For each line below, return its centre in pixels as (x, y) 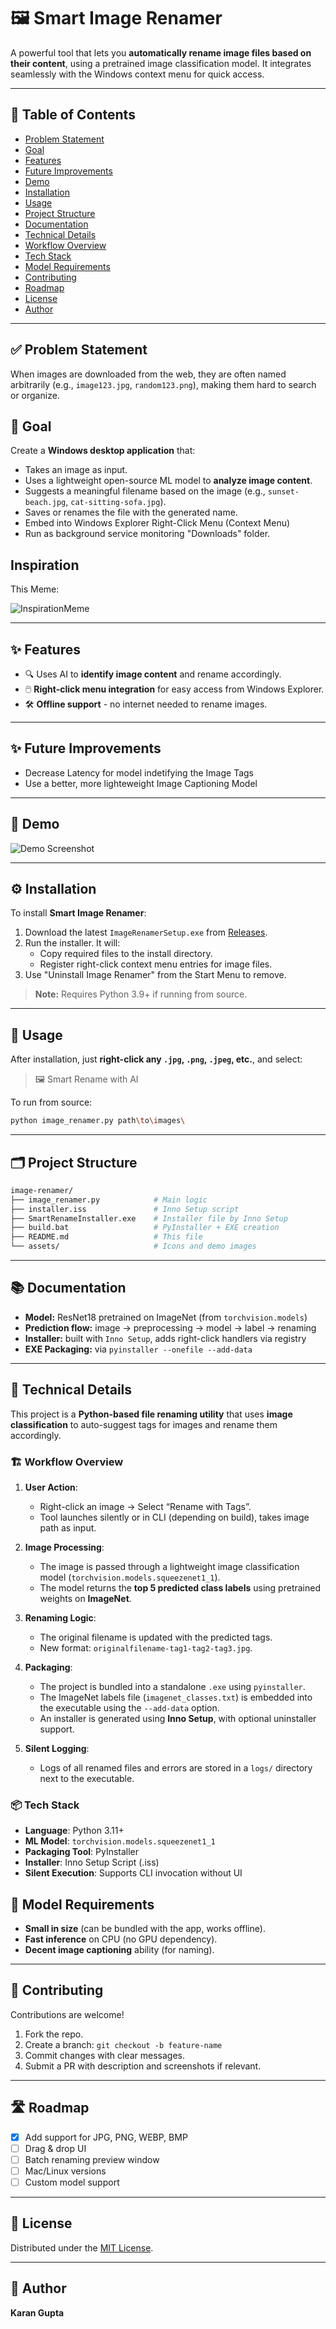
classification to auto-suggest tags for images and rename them (144, 1424)
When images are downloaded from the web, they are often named (148, 374)
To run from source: (51, 1102)
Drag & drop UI (55, 2148)
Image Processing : (64, 1547)
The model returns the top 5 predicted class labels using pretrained (180, 1587)
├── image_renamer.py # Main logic (109, 1200)
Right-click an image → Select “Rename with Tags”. (145, 1506)
